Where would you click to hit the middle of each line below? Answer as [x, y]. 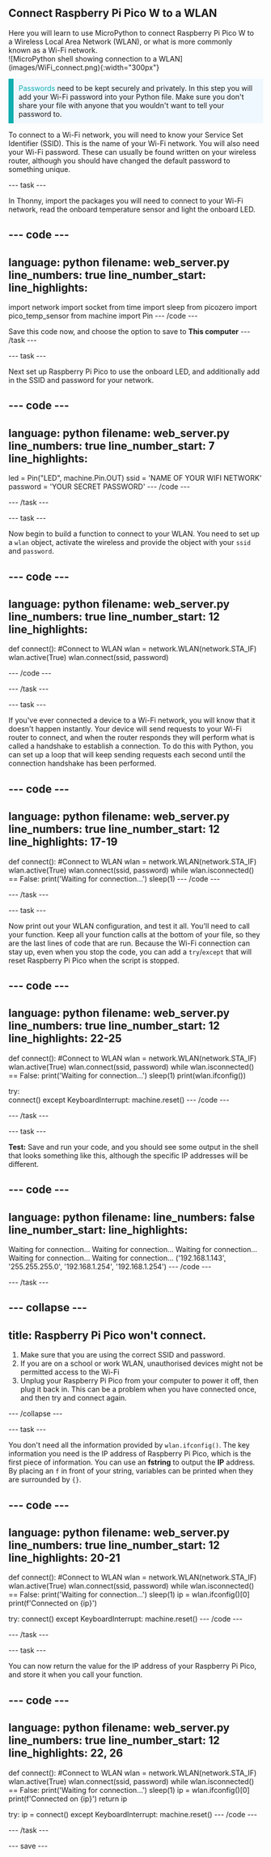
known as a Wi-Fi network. [53, 50]
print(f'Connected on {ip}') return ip [68, 1799]
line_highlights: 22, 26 [66, 1754]
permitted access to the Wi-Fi [70, 1372]
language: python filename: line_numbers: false [132, 1217]
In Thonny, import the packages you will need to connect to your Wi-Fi [126, 200]
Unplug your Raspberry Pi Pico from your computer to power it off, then [139, 1381]
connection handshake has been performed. [83, 763]
